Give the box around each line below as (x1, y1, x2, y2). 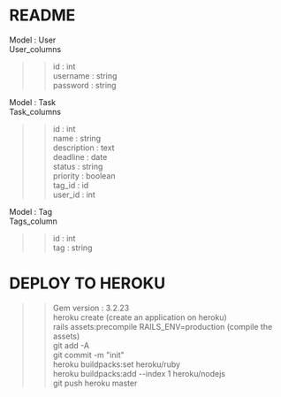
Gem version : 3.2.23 (52, 302, 130, 313)
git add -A (52, 340, 90, 350)
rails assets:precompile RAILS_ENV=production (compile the (52, 321, 273, 332)
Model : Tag (9, 206, 53, 217)
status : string (52, 161, 103, 172)
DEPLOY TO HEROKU (9, 273, 166, 294)
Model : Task (9, 96, 57, 107)
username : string (52, 70, 118, 80)
